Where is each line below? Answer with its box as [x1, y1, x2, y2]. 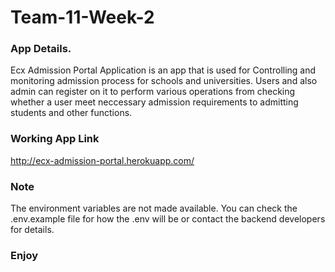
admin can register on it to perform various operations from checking [10, 86, 296, 98]
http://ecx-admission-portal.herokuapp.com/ [10, 154, 195, 166]
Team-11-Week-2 [10, 6, 155, 29]
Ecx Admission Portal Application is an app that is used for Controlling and [10, 64, 317, 76]
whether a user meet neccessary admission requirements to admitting [10, 96, 299, 108]
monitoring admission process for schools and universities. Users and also [10, 75, 318, 87]
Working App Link [10, 132, 100, 146]
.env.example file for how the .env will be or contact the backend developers [10, 213, 326, 225]
